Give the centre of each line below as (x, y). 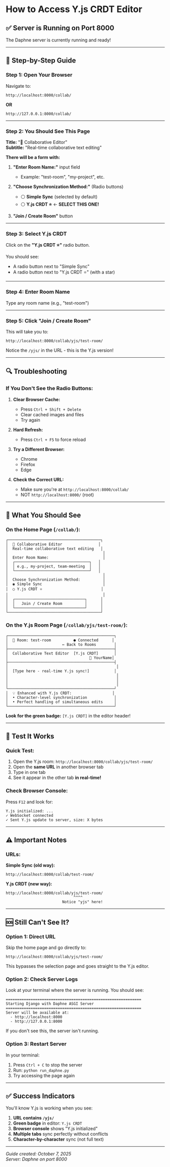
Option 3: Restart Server (36, 1044)
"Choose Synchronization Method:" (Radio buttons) (68, 186)
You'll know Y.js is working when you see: (49, 1108)
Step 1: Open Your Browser (39, 75)
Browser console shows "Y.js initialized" (55, 1129)
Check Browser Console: (37, 791)
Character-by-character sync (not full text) (58, 1139)
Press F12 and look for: (30, 802)
